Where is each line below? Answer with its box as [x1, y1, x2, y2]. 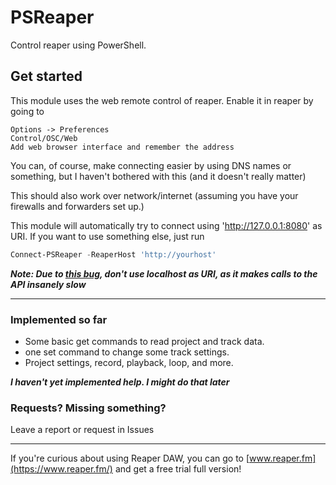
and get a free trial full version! [114, 463, 242, 475]
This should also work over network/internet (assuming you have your [10, 189, 299, 201]
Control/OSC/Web [10, 133, 78, 143]
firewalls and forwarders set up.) [10, 200, 145, 212]
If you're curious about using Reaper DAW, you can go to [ [10, 452, 250, 465]
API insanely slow [10, 278, 87, 290]
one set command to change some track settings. [24, 346, 230, 358]
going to [10, 105, 45, 117]
